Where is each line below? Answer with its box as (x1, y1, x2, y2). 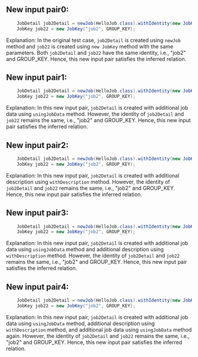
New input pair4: (6, 281, 69, 292)
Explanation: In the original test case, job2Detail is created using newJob (6, 37, 181, 44)
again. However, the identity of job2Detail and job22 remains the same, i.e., (6, 332, 190, 339)
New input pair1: (6, 72, 67, 82)
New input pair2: (6, 140, 69, 150)
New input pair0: (6, 5, 69, 15)
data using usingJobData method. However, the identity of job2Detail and (6, 110, 184, 117)
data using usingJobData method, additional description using (6, 320, 155, 327)
